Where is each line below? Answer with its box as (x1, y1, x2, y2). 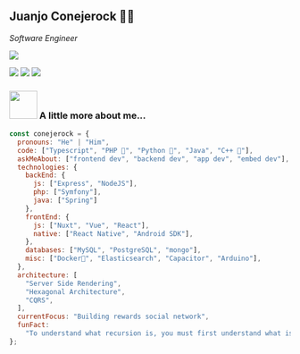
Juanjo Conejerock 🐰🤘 (9, 9, 136, 24)
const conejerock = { (9, 130, 90, 139)
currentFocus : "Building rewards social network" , (17, 312, 210, 322)
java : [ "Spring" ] (32, 196, 98, 206)
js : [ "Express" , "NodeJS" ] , (32, 180, 138, 189)
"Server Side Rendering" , (25, 279, 122, 288)
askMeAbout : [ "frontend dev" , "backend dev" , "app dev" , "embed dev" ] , (17, 154, 290, 164)
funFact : (17, 321, 50, 330)
